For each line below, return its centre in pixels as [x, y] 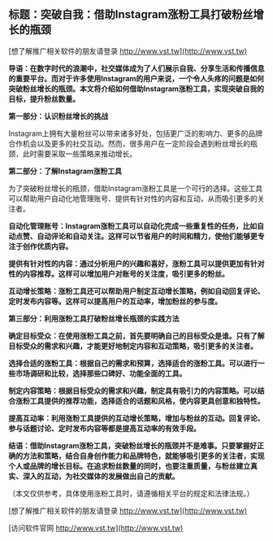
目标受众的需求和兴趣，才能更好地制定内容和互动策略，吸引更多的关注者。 [133, 346]
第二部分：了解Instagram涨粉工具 [65, 171]
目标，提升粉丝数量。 [44, 98]
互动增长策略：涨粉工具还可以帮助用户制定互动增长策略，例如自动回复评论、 [136, 290]
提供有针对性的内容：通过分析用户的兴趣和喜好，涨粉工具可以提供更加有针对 [136, 264]
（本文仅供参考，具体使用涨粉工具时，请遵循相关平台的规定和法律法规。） [131, 493]
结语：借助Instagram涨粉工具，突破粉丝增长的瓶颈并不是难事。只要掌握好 [133, 445]
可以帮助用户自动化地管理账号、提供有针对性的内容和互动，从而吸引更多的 [133, 199]
